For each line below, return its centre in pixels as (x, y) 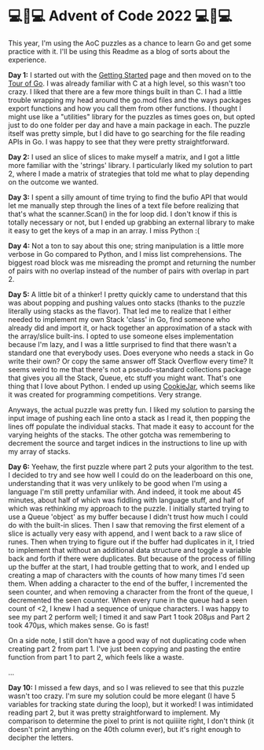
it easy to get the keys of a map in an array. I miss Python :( (104, 230)
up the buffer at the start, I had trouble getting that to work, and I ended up (129, 566)
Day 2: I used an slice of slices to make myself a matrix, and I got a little (124, 157)
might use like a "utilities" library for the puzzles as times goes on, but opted (132, 116)
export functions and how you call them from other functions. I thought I (125, 108)
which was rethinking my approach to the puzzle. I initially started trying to (129, 508)
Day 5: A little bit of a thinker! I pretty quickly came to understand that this (128, 294)
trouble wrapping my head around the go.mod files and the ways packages (130, 100)
